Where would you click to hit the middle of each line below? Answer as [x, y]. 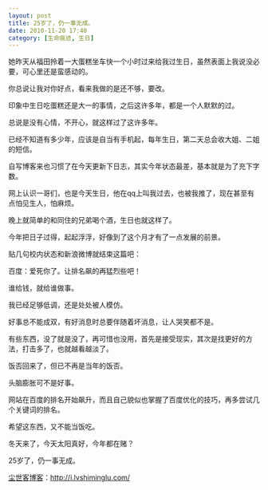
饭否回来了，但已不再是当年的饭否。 [68, 366]
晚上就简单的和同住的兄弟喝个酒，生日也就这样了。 [92, 220]
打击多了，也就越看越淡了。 [67, 349]
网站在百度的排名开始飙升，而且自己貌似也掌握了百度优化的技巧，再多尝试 [130, 400]
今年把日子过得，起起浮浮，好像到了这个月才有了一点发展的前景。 [116, 237]
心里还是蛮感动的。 [61, 72]
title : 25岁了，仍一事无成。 [51, 23]
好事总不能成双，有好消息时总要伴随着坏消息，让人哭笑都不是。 [113, 322]
